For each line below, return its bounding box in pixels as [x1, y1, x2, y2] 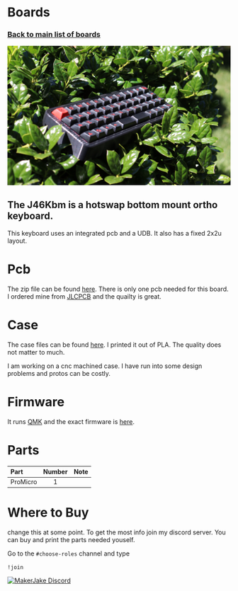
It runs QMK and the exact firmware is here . [7, 417, 135, 425]
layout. [7, 236, 27, 245]
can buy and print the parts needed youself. [7, 535, 135, 544]
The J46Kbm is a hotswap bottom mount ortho [7, 199, 218, 211]
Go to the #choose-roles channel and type [7, 549, 130, 558]
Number [42, 468, 68, 476]
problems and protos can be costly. [7, 369, 111, 377]
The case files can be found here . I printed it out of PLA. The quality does [7, 340, 222, 349]
